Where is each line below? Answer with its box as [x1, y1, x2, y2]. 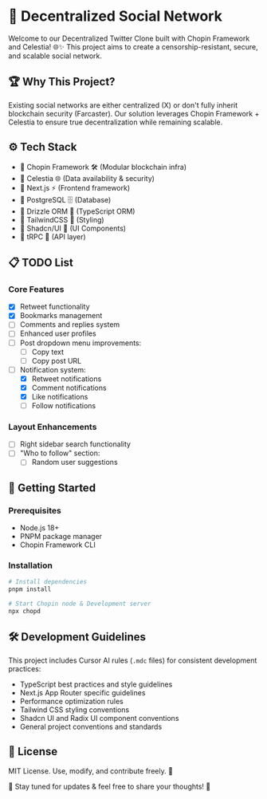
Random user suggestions [31, 458, 118, 467]
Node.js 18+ [19, 523, 60, 533]
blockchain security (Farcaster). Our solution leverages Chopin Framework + [8, 108, 260, 118]
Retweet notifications [31, 374, 102, 384]
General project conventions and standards [19, 722, 163, 731]
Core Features [8, 283, 65, 294]
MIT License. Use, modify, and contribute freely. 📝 [8, 766, 174, 776]
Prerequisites [8, 505, 61, 516]
